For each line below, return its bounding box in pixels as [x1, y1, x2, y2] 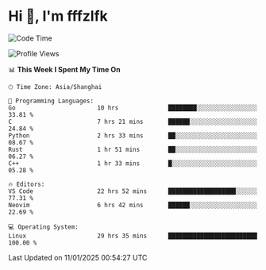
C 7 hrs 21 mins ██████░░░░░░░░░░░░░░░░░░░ [8, 118, 258, 125]
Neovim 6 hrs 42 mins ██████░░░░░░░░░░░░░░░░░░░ [8, 201, 258, 209]
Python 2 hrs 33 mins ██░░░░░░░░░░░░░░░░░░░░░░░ [8, 131, 258, 140]
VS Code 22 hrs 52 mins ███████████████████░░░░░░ [8, 187, 258, 195]
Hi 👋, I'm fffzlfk [8, 7, 109, 25]
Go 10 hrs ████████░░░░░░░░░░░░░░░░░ [8, 103, 258, 112]
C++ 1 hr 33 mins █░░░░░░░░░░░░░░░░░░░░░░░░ [8, 159, 258, 168]
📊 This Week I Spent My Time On [8, 64, 121, 74]
